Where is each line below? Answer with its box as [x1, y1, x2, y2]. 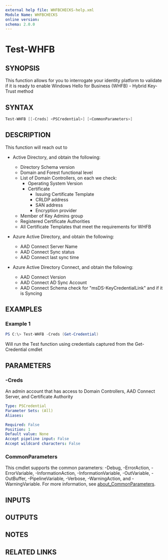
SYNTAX [5, 103, 34, 112]
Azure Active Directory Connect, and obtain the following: [12, 264, 133, 270]
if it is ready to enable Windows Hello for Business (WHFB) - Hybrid [5, 83, 147, 89]
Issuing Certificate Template [35, 191, 94, 197]
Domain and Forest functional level [20, 169, 93, 175]
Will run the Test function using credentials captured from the [5, 341, 134, 347]
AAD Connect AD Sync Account [20, 279, 87, 286]
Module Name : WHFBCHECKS [5, 12, 58, 17]
